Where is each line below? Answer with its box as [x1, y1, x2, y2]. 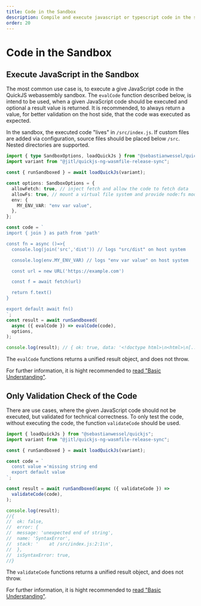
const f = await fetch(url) [11, 279, 82, 285]
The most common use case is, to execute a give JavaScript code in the [6, 85, 184, 93]
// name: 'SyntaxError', [6, 535, 71, 542]
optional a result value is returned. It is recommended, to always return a [6, 104, 185, 111]
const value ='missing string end [11, 463, 98, 470]
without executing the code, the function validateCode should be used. [6, 419, 181, 426]
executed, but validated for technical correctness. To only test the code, [6, 413, 184, 420]
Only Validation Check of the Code [6, 390, 138, 401]
